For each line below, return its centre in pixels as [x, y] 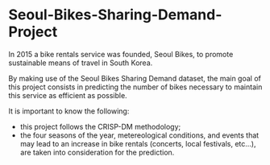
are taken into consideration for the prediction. [97, 152]
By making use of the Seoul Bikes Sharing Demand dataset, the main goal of [135, 78]
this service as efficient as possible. [68, 95]
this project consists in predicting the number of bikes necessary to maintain [135, 87]
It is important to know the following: [69, 111]
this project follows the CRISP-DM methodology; [100, 126]
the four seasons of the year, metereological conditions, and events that [139, 135]
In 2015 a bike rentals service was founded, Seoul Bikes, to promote [121, 54]
